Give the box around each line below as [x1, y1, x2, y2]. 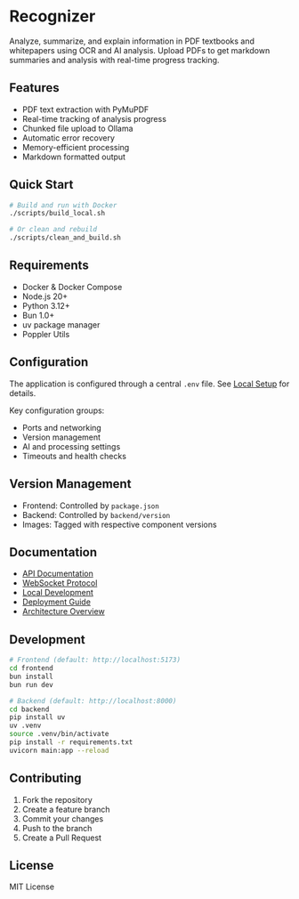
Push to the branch [21, 822, 93, 833]
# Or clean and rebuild [9, 225, 98, 234]
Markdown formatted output [21, 151, 126, 162]
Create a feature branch [21, 804, 110, 814]
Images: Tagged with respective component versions [21, 519, 217, 530]
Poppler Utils [21, 328, 70, 339]
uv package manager [21, 319, 101, 330]
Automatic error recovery [21, 132, 116, 143]
